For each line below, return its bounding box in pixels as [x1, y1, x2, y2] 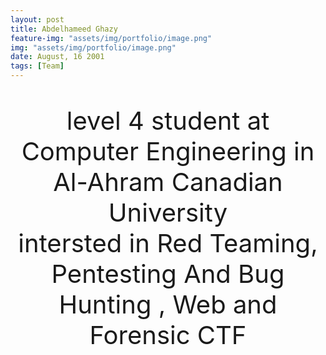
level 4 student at [66, 105, 270, 136]
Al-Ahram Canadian [53, 166, 283, 198]
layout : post [10, 14, 65, 25]
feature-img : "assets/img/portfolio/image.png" [10, 33, 213, 43]
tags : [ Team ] [10, 61, 65, 71]
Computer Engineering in [21, 136, 315, 167]
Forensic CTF [89, 319, 247, 351]
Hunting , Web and [58, 289, 278, 320]
